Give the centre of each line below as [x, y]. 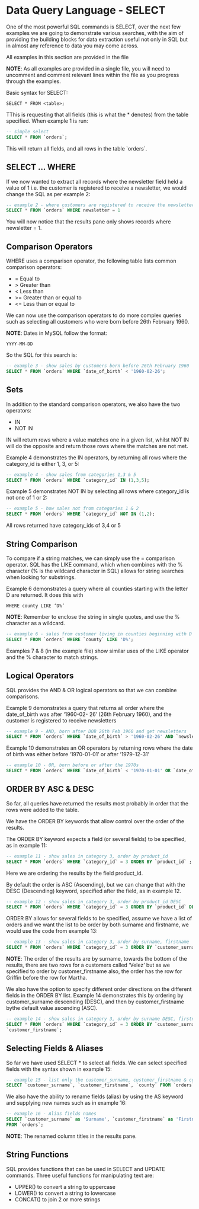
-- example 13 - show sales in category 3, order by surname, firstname [98, 942]
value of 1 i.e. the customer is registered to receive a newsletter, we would [97, 188]
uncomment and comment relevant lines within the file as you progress [93, 75]
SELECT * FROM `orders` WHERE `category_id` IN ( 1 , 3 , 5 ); [78, 480]
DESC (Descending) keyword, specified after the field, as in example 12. [94, 891]
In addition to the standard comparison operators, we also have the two [93, 404]
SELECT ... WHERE [41, 167]
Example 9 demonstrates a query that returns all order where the [85, 708]
